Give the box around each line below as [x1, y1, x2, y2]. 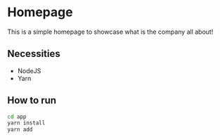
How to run [7, 94, 57, 106]
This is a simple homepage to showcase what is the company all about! [7, 27, 214, 36]
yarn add [7, 126, 33, 134]
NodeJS [17, 66, 41, 75]
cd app [7, 113, 27, 120]
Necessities [7, 48, 61, 60]
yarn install [7, 120, 46, 127]
